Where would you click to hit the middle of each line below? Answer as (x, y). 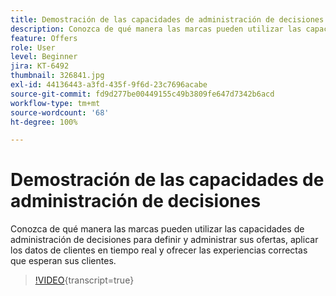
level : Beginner (44, 57)
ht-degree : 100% (44, 122)
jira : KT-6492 (40, 66)
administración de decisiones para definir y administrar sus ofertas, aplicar (164, 240)
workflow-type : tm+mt (55, 103)
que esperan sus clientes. (63, 261)
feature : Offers (44, 38)
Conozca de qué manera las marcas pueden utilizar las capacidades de (157, 229)
